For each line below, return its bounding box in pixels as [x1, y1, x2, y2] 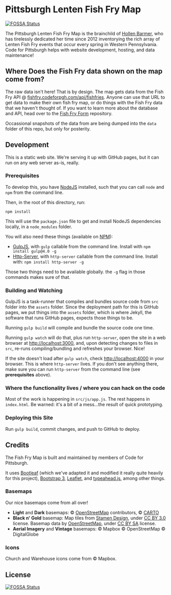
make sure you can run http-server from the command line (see [5, 366, 140, 372]
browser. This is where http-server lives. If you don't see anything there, [5, 361, 159, 367]
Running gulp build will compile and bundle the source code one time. [5, 325, 154, 331]
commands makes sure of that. [5, 274, 70, 280]
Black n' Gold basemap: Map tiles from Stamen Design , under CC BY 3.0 [12, 515, 166, 521]
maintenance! [5, 52, 34, 58]
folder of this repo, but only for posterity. [5, 125, 91, 131]
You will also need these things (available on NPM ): [5, 233, 113, 239]
